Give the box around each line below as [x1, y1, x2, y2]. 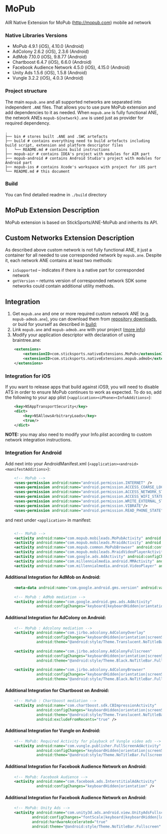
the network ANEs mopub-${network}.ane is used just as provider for [5, 115, 144, 121]
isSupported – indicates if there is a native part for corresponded [12, 267, 145, 273]
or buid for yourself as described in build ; [12, 321, 97, 327]
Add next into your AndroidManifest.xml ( [5, 460, 89, 466]
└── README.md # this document [5, 169, 70, 174]
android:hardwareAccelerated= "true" [31, 819, 108, 825]
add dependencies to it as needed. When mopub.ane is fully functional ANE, [5, 109, 159, 115]
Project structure [5, 88, 47, 95]
